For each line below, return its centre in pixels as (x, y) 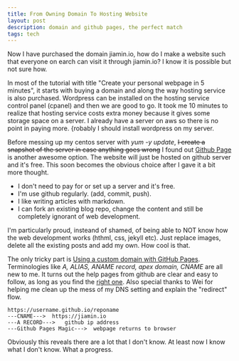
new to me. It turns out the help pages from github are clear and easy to (113, 274)
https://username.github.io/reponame (63, 310)
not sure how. (27, 69)
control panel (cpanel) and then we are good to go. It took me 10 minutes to (118, 106)
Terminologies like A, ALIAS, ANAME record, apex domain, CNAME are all (115, 267)
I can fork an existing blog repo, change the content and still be (110, 209)
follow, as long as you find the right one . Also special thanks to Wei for (110, 282)
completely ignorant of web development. (79, 216)
